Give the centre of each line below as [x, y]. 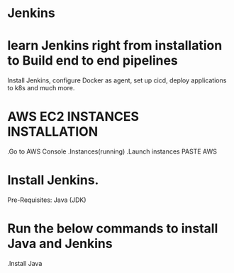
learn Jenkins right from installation [115, 46]
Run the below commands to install [113, 229]
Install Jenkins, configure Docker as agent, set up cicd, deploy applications [117, 80]
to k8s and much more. [41, 88]
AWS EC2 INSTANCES [73, 117]
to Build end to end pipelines [93, 61]
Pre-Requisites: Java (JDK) [47, 200]
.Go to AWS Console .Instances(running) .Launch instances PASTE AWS [112, 151]
